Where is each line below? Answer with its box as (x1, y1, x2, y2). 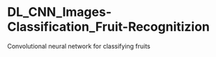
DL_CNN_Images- (7, 4, 112, 20)
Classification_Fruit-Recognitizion (7, 19, 210, 35)
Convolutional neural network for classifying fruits (7, 42, 151, 50)
